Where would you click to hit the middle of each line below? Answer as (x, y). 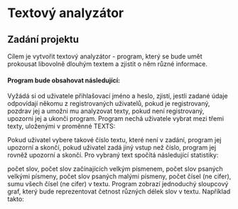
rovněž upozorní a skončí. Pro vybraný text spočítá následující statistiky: (113, 155)
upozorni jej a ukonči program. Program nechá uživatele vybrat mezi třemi (116, 119)
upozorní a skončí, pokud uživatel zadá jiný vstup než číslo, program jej (112, 148)
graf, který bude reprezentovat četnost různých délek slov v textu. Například (119, 192)
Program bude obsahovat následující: (64, 80)
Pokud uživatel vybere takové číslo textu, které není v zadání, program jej (114, 140)
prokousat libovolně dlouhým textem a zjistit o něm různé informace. (108, 64)
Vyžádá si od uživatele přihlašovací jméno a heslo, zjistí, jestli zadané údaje (118, 96)
